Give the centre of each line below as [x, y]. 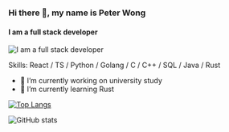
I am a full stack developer [53, 32]
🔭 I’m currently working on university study [91, 81]
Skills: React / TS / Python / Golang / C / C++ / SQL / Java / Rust [115, 65]
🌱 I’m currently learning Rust [67, 89]
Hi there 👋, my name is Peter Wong [77, 13]
